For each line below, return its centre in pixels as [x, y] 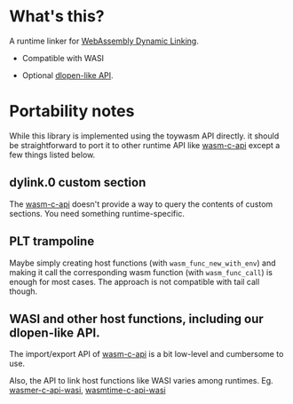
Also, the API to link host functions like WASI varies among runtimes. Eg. [141, 381]
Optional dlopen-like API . [67, 75]
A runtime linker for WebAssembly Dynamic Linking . [104, 41]
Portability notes [72, 111]
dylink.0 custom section [78, 182]
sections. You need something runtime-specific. [97, 213]
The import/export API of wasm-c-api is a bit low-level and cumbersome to [146, 354]
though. [24, 291]
